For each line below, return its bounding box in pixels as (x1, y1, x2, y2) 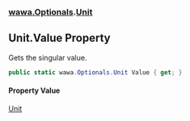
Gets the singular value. (8, 52, 87, 62)
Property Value (8, 86, 61, 95)
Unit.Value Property (8, 31, 111, 45)
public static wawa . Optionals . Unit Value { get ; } (8, 68, 183, 77)
